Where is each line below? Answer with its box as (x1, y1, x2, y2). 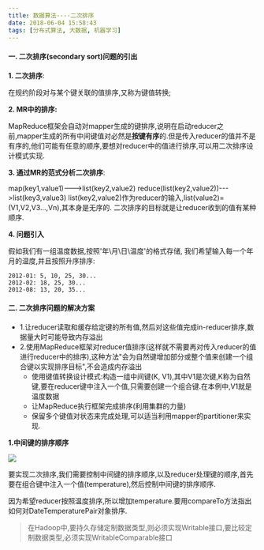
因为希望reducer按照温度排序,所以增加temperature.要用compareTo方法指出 (8, 495, 252, 506)
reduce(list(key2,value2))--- (137, 183, 229, 193)
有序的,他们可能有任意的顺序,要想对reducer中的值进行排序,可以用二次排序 (8, 141, 247, 150)
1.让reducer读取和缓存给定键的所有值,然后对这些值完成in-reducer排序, (19, 322, 247, 332)
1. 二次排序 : (8, 70, 45, 80)
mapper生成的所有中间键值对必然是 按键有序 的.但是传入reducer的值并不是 (17, 131, 256, 141)
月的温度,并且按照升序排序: (8, 256, 96, 266)
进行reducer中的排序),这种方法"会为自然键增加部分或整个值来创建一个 (19, 352, 247, 361)
